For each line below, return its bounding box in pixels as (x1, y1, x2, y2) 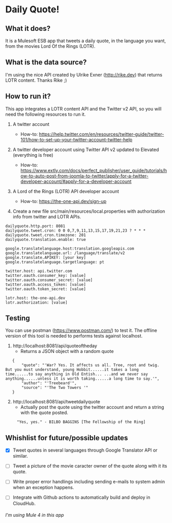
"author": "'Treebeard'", (21, 381, 77, 386)
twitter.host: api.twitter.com (5, 268, 72, 273)
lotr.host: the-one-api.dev (5, 295, 66, 301)
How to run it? (5, 92, 51, 101)
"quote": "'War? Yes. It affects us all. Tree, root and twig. (21, 363, 160, 368)
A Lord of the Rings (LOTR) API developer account (12, 188, 119, 194)
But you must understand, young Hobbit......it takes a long (5, 367, 139, 372)
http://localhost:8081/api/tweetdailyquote (12, 399, 101, 405)
